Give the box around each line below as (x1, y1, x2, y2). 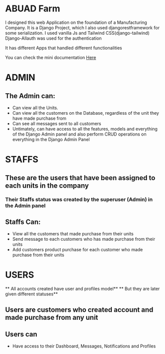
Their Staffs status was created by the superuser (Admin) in (5, 196, 153, 203)
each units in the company (5, 181, 89, 190)
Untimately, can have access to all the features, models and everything (12, 126, 158, 132)
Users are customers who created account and (5, 305, 154, 314)
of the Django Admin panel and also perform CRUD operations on (12, 131, 147, 137)
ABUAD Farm (5, 3, 61, 14)
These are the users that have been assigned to (5, 173, 156, 182)
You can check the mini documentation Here (5, 54, 96, 60)
